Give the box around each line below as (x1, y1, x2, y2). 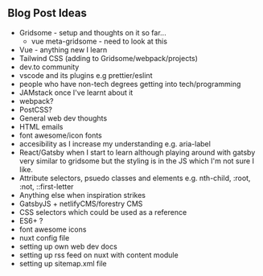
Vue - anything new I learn (18, 44, 108, 55)
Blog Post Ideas (7, 6, 88, 20)
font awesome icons (18, 225, 87, 234)
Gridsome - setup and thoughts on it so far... (18, 27, 166, 37)
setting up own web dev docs (18, 241, 117, 251)
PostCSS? (18, 105, 53, 114)
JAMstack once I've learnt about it (18, 88, 134, 97)
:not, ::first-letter (18, 181, 74, 192)
